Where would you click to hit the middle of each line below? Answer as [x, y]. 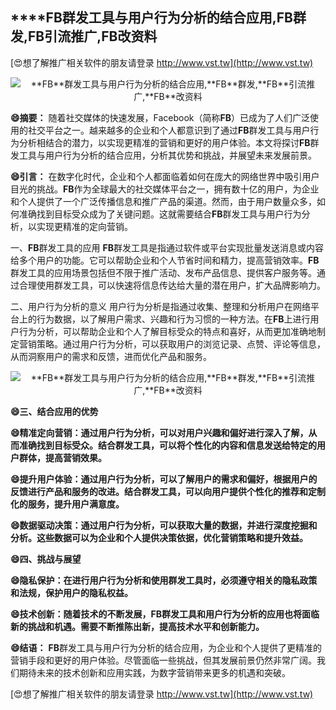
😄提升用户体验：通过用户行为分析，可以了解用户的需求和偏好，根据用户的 [164, 479]
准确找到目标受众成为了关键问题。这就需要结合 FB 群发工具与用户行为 [160, 214]
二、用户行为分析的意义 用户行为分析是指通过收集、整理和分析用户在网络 [160, 306]
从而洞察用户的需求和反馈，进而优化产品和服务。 [111, 356]
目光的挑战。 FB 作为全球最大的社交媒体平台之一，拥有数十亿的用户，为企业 [165, 189]
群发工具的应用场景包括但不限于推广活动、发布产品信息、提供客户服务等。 [163, 272]
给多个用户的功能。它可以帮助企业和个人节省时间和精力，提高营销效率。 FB [165, 260]
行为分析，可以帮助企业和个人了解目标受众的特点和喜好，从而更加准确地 [167, 331]
